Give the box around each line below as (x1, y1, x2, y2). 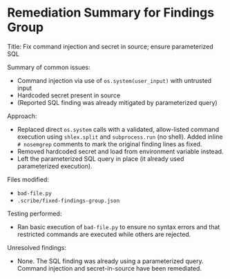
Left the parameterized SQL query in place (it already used (17, 154, 184, 163)
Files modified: (7, 175, 50, 184)
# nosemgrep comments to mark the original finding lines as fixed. (17, 139, 202, 148)
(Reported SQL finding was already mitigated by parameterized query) (17, 98, 218, 106)
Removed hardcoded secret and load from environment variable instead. (17, 147, 224, 155)
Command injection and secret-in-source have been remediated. (17, 264, 202, 272)
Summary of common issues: (7, 63, 91, 71)
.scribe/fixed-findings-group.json (17, 197, 120, 204)
